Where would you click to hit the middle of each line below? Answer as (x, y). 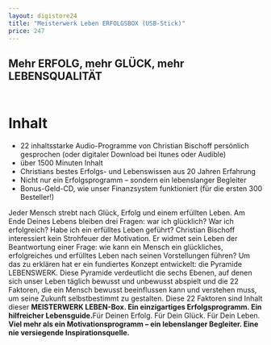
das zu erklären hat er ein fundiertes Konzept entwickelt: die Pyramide (125, 264)
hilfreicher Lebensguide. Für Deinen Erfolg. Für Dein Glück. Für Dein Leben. (134, 315)
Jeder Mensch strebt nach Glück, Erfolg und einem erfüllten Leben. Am (127, 212)
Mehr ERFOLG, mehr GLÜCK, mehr (96, 63)
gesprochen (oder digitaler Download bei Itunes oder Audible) (123, 154)
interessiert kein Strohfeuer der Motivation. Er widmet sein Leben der (123, 238)
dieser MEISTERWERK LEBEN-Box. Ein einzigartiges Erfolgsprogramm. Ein (135, 306)
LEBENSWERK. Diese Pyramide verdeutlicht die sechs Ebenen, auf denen (130, 272)
